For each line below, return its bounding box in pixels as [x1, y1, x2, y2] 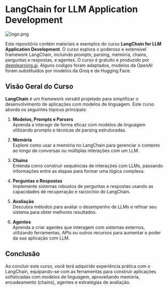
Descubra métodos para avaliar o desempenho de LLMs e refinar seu [12, 204, 157, 210]
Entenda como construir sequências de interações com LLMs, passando [12, 163, 163, 169]
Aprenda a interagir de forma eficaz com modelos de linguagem [12, 121, 146, 127]
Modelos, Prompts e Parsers [12, 116, 74, 122]
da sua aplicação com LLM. [12, 235, 70, 241]
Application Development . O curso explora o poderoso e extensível [5, 46, 147, 52]
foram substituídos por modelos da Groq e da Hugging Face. [5, 67, 131, 74]
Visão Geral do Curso [5, 82, 74, 91]
